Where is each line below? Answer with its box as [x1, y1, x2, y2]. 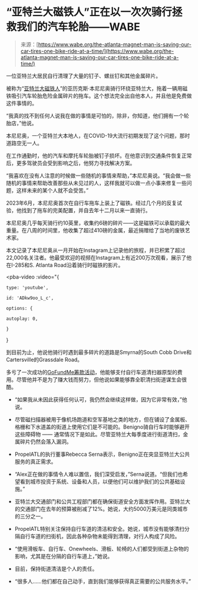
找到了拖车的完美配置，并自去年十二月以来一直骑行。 [21, 206, 151, 213]
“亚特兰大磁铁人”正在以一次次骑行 [6, 5, 173, 19]
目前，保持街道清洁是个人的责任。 [14, 565, 98, 572]
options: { [6, 305, 33, 311]
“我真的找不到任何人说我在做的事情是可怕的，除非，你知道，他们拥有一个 [6, 112, 184, 119]
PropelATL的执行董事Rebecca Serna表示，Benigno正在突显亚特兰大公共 [14, 450, 190, 458]
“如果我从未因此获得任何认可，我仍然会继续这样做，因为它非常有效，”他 [14, 396, 187, 403]
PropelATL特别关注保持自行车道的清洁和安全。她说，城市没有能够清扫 [14, 525, 184, 532]
